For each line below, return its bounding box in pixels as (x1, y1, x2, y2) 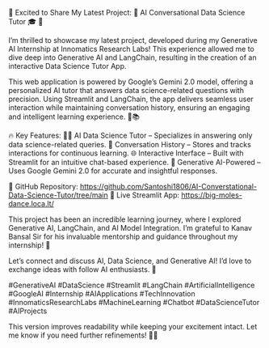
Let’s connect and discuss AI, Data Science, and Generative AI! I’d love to (8, 256, 252, 265)
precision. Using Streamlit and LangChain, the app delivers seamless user (8, 94, 254, 104)
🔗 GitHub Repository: (8, 182, 78, 191)
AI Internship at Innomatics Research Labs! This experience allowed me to (8, 45, 254, 53)
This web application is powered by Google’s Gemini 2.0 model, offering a (8, 77, 254, 87)
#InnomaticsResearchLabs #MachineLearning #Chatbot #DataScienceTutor (8, 298, 260, 307)
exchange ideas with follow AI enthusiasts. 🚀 (8, 265, 157, 274)
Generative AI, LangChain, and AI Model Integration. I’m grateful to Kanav (8, 223, 253, 232)
